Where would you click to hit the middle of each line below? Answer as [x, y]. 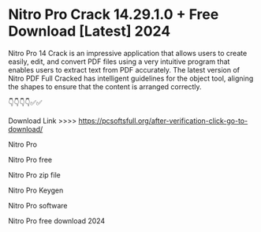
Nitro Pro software [38, 205]
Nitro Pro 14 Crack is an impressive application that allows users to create [128, 53]
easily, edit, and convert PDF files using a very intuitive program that [119, 62]
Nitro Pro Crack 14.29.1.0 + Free [114, 15]
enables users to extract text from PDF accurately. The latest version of [124, 69]
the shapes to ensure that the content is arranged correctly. [105, 86]
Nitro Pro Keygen [36, 190]
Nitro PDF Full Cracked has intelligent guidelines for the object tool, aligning [131, 78]
